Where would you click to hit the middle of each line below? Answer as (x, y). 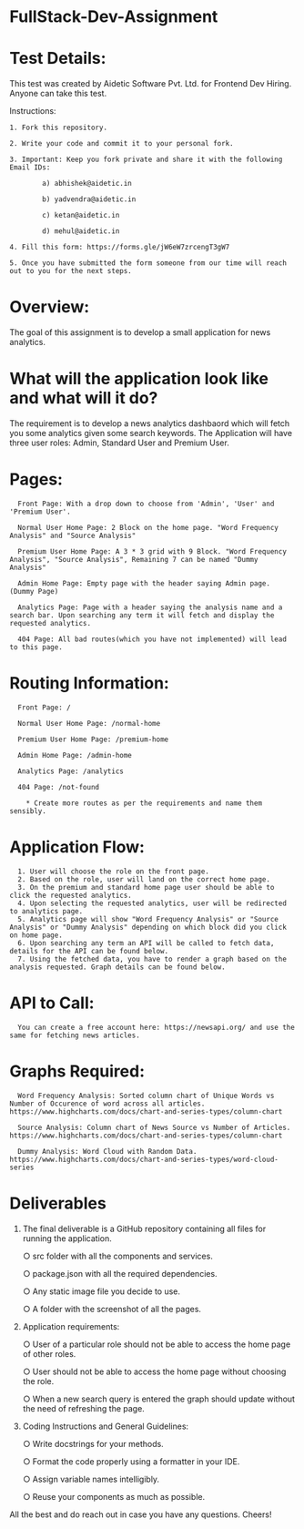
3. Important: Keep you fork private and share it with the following (146, 160)
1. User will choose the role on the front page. (113, 872)
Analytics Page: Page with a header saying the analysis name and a (150, 607)
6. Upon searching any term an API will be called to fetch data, (146, 943)
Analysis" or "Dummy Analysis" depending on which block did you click (148, 927)
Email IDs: (30, 168)
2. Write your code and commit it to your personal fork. (122, 144)
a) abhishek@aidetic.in (87, 184)
